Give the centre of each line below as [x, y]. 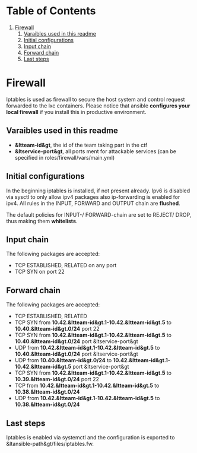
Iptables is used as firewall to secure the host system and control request [96, 99]
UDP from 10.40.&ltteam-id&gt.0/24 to [63, 360]
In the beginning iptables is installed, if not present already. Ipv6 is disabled [98, 191]
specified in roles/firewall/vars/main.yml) [65, 157]
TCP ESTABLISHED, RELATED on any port [66, 265]
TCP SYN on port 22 [40, 272]
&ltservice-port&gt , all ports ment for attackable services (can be [96, 151]
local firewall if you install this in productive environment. [76, 112]
